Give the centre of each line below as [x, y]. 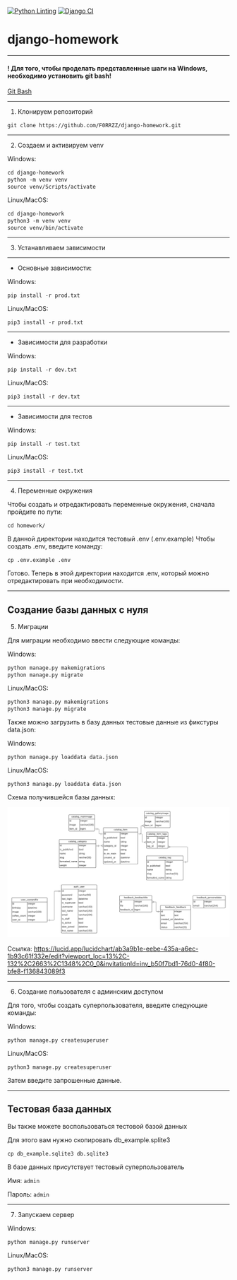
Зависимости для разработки [62, 342]
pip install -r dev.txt [42, 370]
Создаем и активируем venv [60, 146]
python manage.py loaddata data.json [63, 757]
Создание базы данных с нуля [78, 610]
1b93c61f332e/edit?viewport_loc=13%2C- [68, 956]
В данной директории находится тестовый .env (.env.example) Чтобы [111, 539]
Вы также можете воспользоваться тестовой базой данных [97, 1126]
